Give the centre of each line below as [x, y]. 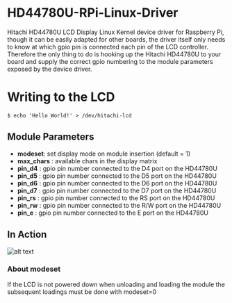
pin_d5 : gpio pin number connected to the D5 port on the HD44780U [117, 176]
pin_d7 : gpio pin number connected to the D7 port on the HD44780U [117, 190]
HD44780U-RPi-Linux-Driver [93, 13]
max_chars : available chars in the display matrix [87, 161]
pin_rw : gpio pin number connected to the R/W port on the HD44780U [119, 205]
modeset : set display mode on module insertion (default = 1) [104, 154]
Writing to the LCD [61, 97]
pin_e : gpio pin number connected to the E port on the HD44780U [113, 213]
